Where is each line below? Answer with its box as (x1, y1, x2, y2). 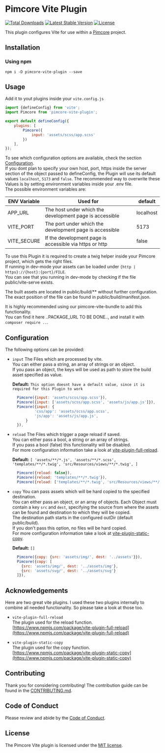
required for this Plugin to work (12, 387, 83, 392)
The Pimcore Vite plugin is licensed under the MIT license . (5, 742, 123, 748)
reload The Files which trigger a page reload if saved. (12, 432, 121, 437)
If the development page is (45, 234, 107, 241)
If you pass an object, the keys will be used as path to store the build (12, 367, 151, 373)
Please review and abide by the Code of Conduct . (5, 715, 106, 721)
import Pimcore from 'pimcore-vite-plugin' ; (5, 110, 98, 115)
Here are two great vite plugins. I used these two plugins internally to (5, 600, 145, 606)
